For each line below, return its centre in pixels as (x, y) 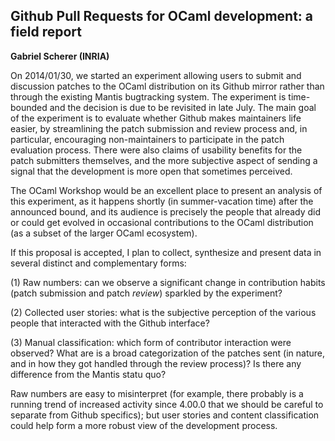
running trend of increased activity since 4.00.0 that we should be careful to (167, 404)
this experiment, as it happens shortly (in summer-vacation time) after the (162, 201)
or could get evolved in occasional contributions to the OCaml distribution (162, 222)
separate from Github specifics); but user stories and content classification (165, 415)
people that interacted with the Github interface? (110, 323)
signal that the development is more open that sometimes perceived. (151, 171)
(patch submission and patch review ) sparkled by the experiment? (146, 293)
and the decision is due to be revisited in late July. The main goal (183, 107)
